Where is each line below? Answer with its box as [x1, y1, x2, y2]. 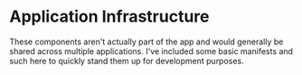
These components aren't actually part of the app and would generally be [9, 36, 284, 47]
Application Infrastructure [9, 6, 210, 27]
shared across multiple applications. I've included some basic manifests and [9, 45, 294, 56]
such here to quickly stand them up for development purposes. [9, 55, 244, 66]
